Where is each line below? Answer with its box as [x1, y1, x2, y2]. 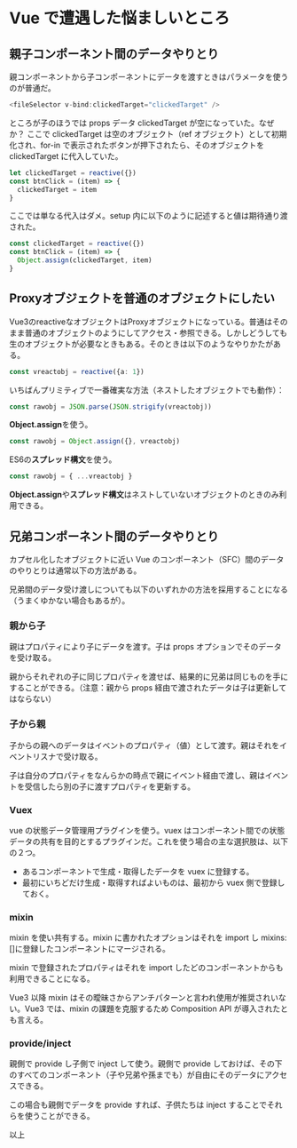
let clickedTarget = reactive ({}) [9, 168, 137, 178]
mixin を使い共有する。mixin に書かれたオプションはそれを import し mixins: [9, 932, 287, 943]
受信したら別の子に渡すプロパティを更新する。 [24, 781, 196, 792]
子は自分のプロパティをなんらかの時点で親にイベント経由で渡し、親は [9, 769, 266, 780]
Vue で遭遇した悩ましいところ [9, 8, 231, 28]
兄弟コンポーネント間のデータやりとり [9, 529, 219, 544]
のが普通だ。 [9, 83, 56, 93]
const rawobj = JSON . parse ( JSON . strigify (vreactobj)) [9, 402, 213, 411]
